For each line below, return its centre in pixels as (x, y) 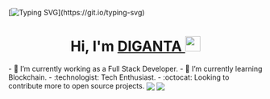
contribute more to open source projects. (77, 85)
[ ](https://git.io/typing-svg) (77, 12)
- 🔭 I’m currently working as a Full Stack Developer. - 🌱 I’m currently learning (135, 68)
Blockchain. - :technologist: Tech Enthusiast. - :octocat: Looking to (119, 77)
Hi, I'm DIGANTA (127, 46)
